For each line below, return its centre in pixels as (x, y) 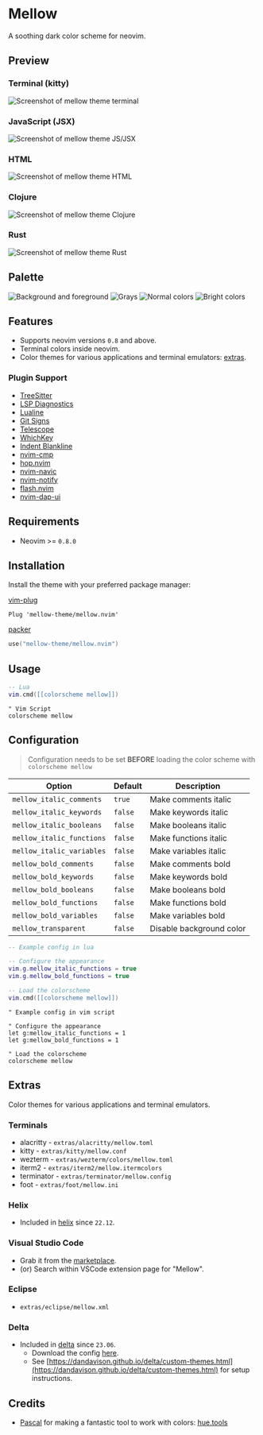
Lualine (32, 412)
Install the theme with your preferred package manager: (100, 585)
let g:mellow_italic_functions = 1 (67, 1033)
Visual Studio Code (46, 1243)
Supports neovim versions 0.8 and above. (88, 340)
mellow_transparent (49, 928)
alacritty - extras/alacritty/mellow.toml (86, 1142)
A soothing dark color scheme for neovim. (77, 36)
